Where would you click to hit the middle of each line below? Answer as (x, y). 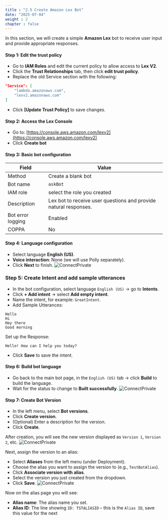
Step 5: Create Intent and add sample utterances (65, 278)
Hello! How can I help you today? (41, 346)
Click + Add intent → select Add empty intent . (60, 294)
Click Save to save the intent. (42, 355)
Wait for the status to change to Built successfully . (65, 389)
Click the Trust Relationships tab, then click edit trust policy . (76, 71)
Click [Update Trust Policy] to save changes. (59, 110)
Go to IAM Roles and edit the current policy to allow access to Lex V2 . (85, 66)
